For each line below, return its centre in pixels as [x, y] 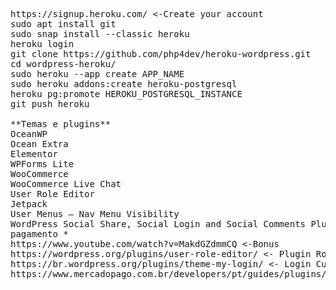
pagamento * [39, 234]
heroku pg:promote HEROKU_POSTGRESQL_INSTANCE [126, 94]
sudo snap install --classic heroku [100, 34]
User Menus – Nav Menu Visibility [95, 214]
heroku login [42, 44]
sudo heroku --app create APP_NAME [97, 74]
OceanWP [29, 134]
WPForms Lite [42, 164]
